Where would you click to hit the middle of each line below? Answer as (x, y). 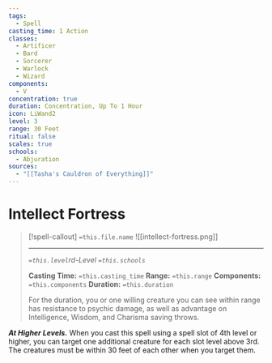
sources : (23, 167)
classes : (23, 38)
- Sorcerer (34, 62)
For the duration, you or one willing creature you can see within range (144, 300)
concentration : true (43, 99)
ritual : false (32, 136)
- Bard (27, 53)
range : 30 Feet (34, 129)
